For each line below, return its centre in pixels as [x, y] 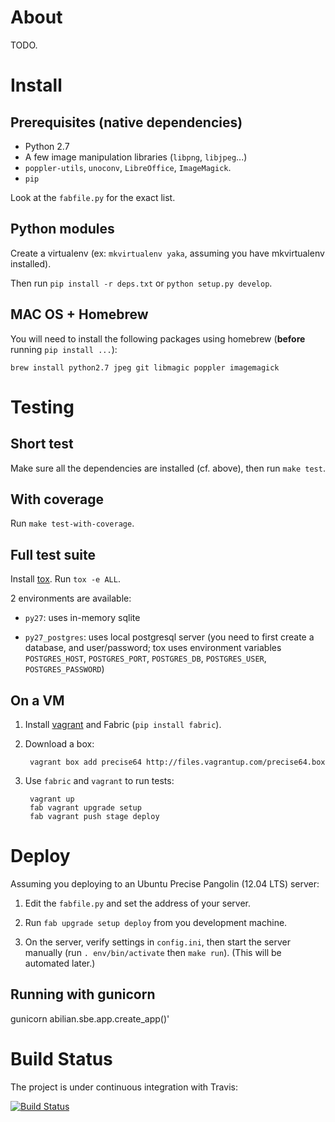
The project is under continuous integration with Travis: [124, 1087]
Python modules [62, 229]
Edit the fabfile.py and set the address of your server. [137, 903]
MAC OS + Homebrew [79, 314]
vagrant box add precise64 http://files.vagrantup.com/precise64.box [177, 762]
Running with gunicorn [83, 994]
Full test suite [53, 554]
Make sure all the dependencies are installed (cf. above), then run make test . [168, 468]
